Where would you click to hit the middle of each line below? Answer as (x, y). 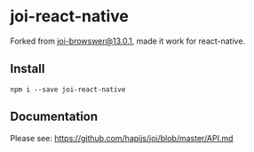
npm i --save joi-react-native (68, 89)
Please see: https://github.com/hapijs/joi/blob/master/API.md (122, 138)
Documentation (54, 117)
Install (28, 69)
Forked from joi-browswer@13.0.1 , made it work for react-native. (128, 41)
